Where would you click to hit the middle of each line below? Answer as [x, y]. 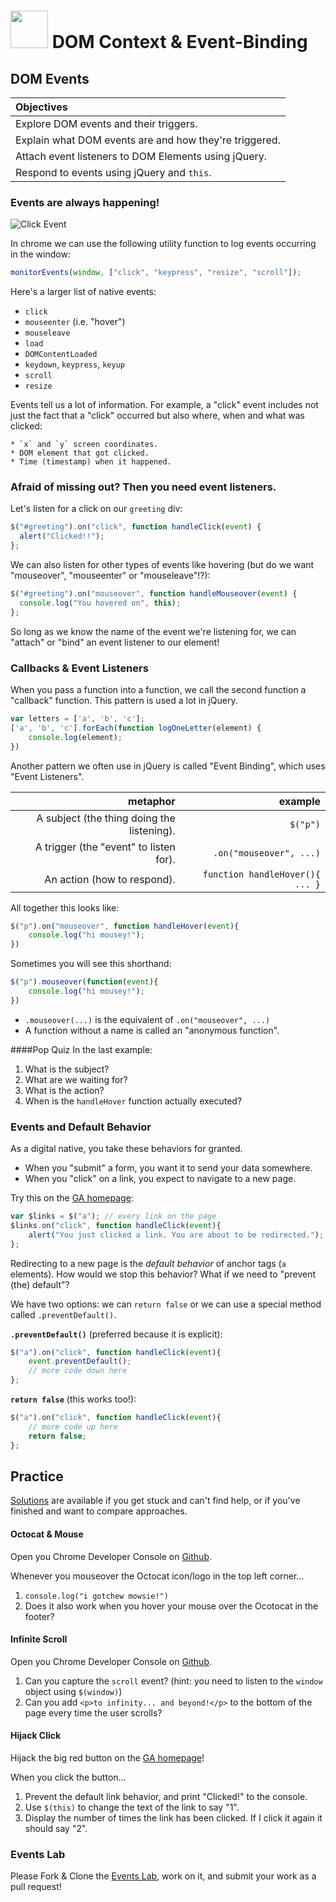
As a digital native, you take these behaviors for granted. [126, 1149]
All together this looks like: [65, 907]
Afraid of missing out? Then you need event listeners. [143, 487]
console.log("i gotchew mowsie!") [96, 1596]
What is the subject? [67, 1069]
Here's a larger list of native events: [83, 292]
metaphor [152, 801]
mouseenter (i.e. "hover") [75, 322]
